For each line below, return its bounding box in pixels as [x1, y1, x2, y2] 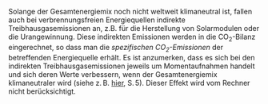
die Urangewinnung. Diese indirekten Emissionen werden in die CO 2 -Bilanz [8, 32, 256, 43]
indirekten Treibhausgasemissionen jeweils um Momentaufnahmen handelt [8, 61, 255, 71]
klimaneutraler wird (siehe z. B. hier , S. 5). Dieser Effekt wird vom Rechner [8, 78, 250, 87]
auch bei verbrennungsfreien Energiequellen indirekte [8, 15, 186, 25]
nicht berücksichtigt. [8, 87, 76, 96]
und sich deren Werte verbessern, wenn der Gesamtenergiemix [8, 69, 218, 79]
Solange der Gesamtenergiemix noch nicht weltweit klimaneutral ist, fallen [8, 7, 253, 16]
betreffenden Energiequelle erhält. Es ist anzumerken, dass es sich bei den [8, 52, 255, 62]
